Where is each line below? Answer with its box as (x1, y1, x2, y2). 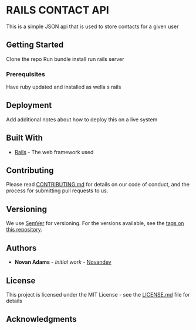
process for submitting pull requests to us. (6, 187, 109, 194)
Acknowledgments (6, 314, 77, 324)
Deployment (6, 100, 52, 110)
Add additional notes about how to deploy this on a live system (6, 115, 158, 123)
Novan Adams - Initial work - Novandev (14, 258, 111, 266)
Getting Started (6, 40, 64, 50)
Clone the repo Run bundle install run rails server (6, 55, 124, 62)
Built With (6, 133, 43, 143)
